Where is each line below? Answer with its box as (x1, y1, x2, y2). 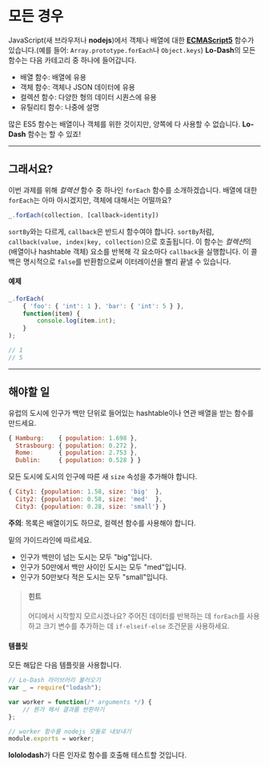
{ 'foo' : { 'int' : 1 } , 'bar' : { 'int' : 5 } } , (22, 302, 184, 310)
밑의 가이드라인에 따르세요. (8, 535, 92, 545)
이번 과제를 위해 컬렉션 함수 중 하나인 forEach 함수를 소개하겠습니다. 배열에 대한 (8, 185, 258, 194)
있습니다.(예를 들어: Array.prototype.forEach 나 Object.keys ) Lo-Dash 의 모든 (8, 45, 256, 54)
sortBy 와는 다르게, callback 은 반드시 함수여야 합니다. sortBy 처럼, (8, 226, 215, 236)
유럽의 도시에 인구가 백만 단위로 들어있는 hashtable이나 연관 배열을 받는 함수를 (8, 408, 255, 417)
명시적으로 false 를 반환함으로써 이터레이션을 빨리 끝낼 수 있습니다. (22, 257, 231, 266)
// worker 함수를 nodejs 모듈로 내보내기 (8, 727, 132, 736)
